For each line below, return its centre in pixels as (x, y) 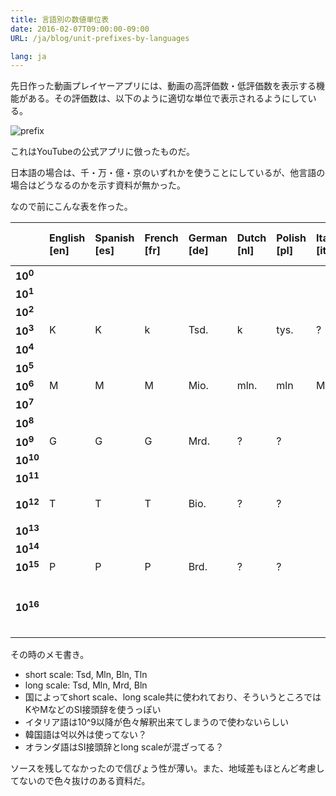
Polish (291, 238)
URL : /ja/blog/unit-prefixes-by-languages (100, 38)
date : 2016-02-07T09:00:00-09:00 (80, 29)
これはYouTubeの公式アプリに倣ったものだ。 (102, 152)
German (208, 238)
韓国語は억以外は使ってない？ (85, 735)
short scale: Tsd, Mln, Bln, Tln (86, 675)
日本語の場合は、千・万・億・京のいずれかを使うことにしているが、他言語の (168, 173)
